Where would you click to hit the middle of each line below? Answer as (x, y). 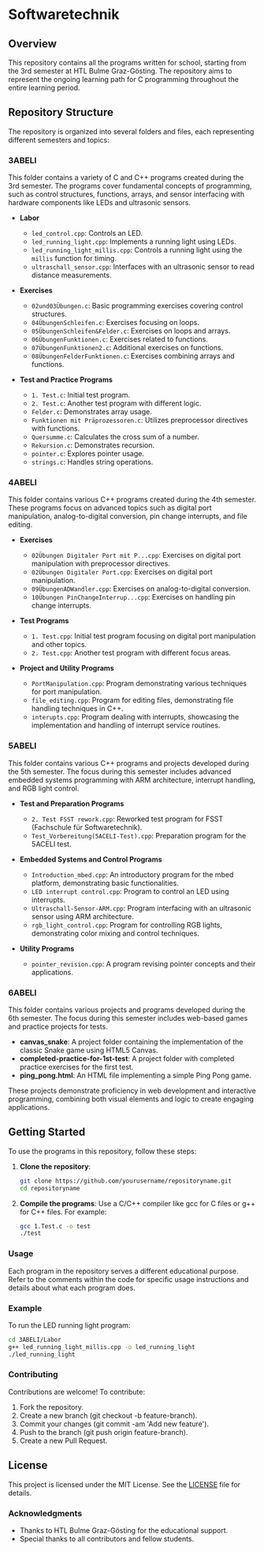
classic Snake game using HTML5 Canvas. (89, 1050)
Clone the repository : (55, 1166)
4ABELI (22, 483)
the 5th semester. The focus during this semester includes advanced (120, 772)
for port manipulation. (67, 692)
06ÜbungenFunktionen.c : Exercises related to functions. (120, 339)
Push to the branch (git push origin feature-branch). (104, 1432)
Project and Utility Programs (67, 668)
